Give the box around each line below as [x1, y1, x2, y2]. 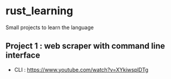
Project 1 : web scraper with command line [5, 41, 166, 51]
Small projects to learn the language [5, 24, 94, 31]
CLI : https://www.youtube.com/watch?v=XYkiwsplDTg [14, 66, 149, 73]
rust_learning [5, 4, 74, 18]
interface [5, 50, 40, 61]
